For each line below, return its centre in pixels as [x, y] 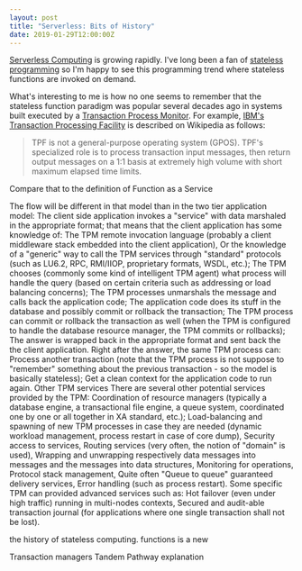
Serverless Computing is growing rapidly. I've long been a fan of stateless [146, 60]
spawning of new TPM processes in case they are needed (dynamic [136, 426]
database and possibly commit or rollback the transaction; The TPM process [151, 312]
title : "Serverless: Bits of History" [82, 26]
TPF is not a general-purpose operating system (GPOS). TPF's [147, 143]
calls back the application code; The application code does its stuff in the [145, 302]
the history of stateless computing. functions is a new [109, 539]
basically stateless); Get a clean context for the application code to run [141, 378]
